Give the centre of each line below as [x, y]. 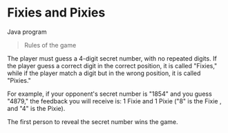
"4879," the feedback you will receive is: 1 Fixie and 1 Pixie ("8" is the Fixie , [114, 101]
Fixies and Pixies [56, 13]
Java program [27, 32]
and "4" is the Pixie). [36, 108]
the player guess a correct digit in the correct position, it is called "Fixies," [112, 65]
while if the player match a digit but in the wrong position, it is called [104, 73]
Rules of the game [50, 45]
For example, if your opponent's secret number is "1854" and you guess [110, 94]
